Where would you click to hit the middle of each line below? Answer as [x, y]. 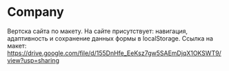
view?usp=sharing [33, 60]
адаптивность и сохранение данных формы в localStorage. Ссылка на [110, 38]
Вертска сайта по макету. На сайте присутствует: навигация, [98, 31]
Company [36, 12]
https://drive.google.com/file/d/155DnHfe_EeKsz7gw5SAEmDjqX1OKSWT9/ [114, 53]
